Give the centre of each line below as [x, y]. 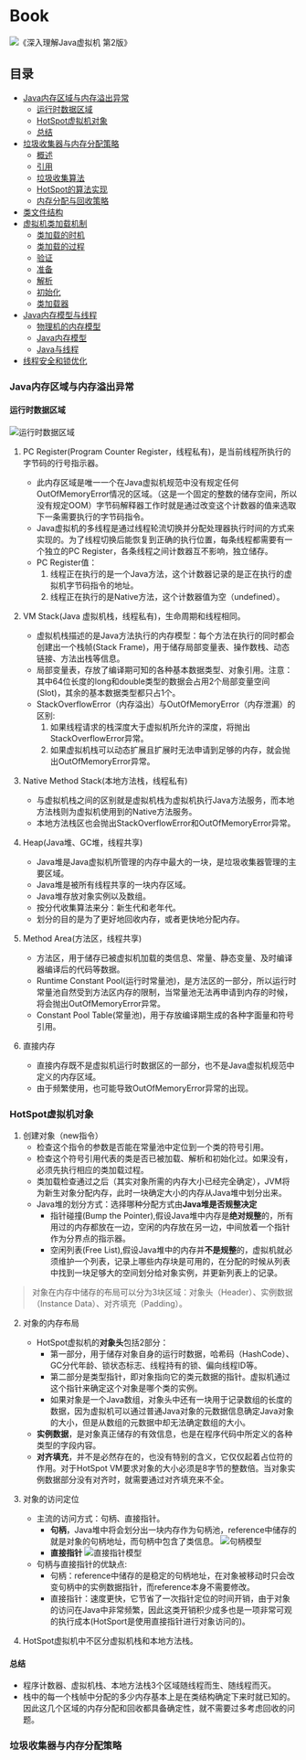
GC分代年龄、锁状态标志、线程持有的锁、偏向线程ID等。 [156, 1365]
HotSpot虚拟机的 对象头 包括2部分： [102, 1343]
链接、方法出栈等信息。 [80, 658]
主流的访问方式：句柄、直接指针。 [100, 1519]
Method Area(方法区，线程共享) [82, 938]
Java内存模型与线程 [60, 315]
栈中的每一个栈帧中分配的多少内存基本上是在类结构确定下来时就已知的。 [158, 1697]
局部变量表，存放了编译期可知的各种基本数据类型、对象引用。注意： [164, 669]
